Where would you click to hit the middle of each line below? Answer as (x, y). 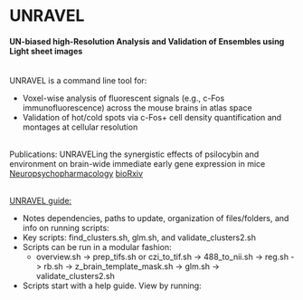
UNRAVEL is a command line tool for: (78, 81)
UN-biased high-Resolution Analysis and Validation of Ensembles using (147, 41)
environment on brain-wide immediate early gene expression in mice (137, 164)
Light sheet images (46, 51)
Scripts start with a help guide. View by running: (112, 285)
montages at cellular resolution (80, 127)
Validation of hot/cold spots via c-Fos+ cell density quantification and (152, 118)
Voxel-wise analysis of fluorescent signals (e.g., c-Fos (123, 98)
